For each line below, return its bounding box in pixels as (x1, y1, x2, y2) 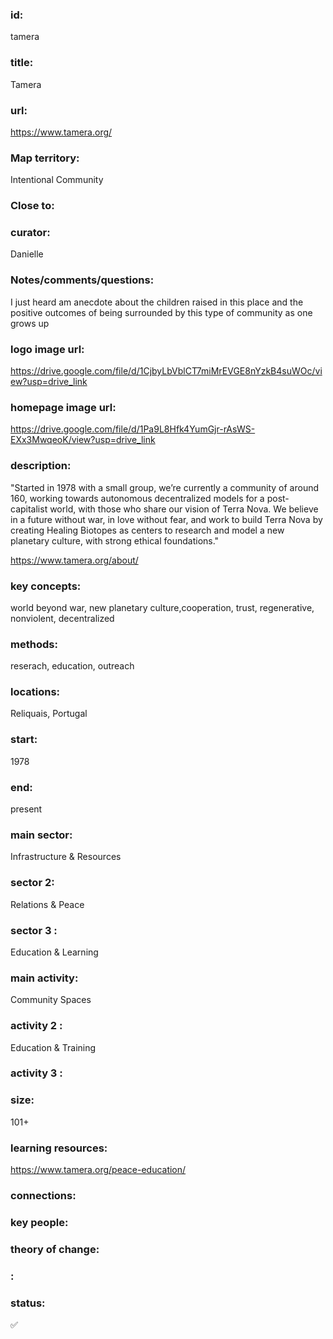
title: (10, 56, 34, 70)
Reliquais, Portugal (10, 708, 88, 720)
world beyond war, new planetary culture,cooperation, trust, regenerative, (10, 601, 315, 613)
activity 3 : (10, 1066, 63, 1080)
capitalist (10, 503, 48, 515)
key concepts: (10, 579, 82, 593)
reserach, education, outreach (10, 660, 135, 672)
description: (10, 459, 72, 473)
